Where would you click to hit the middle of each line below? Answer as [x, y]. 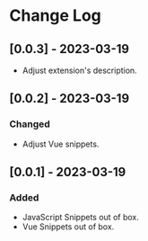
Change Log [55, 16]
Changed [30, 124]
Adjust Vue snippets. [61, 144]
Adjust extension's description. [79, 70]
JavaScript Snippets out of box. [80, 218]
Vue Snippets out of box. [68, 227]
